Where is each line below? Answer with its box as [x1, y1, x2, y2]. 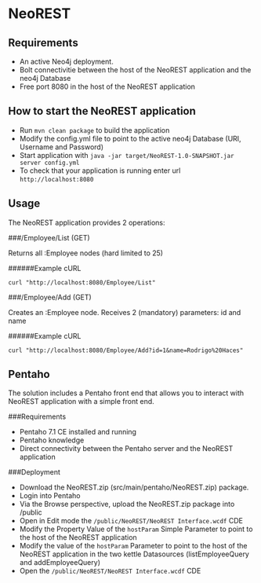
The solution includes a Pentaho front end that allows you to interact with [8, 388, 245, 398]
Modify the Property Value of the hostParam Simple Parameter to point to [19, 524, 253, 534]
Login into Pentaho [19, 491, 81, 500]
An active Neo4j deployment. [19, 57, 114, 66]
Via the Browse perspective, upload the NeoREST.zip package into [19, 500, 235, 509]
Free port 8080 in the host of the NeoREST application [19, 82, 196, 91]
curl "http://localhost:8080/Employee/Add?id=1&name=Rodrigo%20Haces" [8, 346, 244, 354]
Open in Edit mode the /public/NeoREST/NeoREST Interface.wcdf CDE [19, 516, 243, 526]
